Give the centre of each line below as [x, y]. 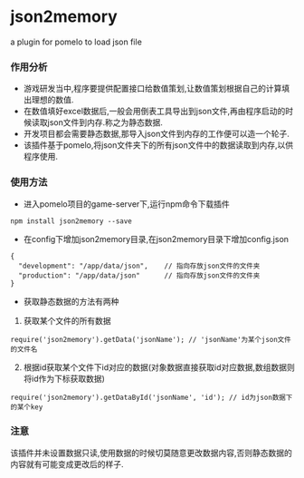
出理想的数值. [48, 100]
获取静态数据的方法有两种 [71, 301]
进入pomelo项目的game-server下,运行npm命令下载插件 [126, 204]
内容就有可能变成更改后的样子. [67, 463]
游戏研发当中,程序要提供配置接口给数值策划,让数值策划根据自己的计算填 [157, 89]
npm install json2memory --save [71, 221]
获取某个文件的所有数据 [67, 320]
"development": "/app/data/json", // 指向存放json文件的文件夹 [139, 266]
